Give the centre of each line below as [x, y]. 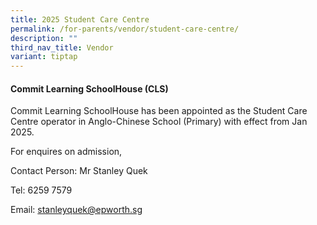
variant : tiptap [44, 57]
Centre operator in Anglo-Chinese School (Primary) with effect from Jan [159, 122]
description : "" [44, 38]
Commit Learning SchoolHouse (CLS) [89, 88]
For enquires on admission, [66, 152]
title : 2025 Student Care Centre [80, 19]
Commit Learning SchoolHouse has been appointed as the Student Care [159, 111]
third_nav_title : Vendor [62, 47]
